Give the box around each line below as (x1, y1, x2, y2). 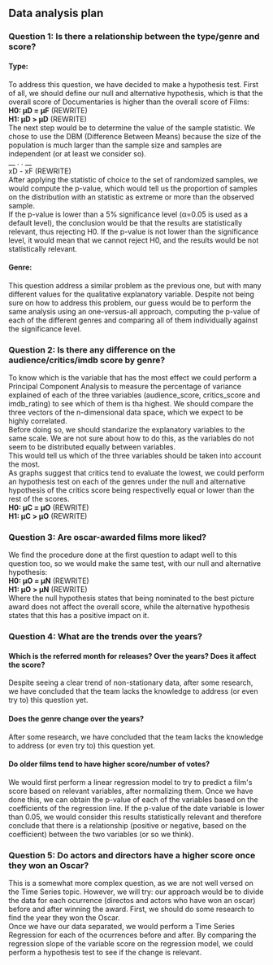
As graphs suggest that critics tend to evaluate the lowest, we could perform (8, 468, 265, 478)
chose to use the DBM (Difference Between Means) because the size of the (8, 131, 262, 141)
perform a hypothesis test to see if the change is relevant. (8, 948, 202, 958)
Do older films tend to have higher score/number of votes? (8, 759, 210, 769)
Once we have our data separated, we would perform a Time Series (8, 922, 236, 932)
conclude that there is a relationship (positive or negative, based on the (8, 820, 247, 830)
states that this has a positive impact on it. (8, 611, 149, 621)
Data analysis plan (8, 7, 104, 20)
